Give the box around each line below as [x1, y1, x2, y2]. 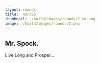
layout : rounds [5, 7, 36, 12]
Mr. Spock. [5, 39, 39, 47]
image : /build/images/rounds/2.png [5, 21, 80, 26]
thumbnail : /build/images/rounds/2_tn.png [5, 16, 96, 21]
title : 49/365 [5, 12, 36, 17]
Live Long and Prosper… [5, 52, 54, 58]
